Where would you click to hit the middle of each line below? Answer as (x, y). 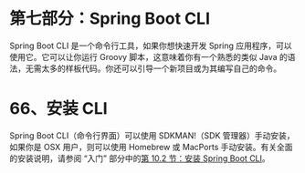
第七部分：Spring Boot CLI (110, 19)
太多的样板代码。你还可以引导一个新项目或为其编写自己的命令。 (161, 68)
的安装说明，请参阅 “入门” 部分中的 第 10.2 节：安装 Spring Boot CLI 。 (140, 158)
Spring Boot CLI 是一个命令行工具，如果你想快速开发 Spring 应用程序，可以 (151, 46)
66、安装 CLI (58, 109)
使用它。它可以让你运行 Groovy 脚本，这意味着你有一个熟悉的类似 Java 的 (148, 56)
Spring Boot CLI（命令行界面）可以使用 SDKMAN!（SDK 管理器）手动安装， (152, 135)
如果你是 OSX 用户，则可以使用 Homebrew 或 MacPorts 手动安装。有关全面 (152, 147)
